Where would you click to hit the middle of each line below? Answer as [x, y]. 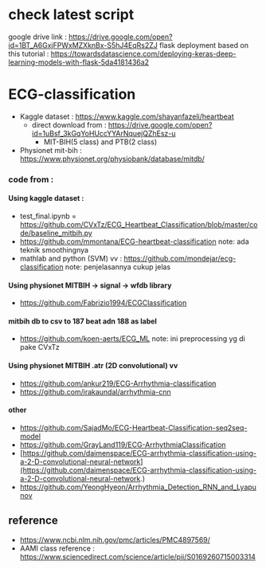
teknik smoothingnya [54, 250]
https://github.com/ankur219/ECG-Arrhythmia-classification [118, 383]
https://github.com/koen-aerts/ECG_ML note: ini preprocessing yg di [132, 339]
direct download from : [69, 124]
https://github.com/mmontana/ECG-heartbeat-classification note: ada [134, 241]
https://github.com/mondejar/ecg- [180, 258]
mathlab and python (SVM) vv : [71, 258]
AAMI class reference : [57, 548]
